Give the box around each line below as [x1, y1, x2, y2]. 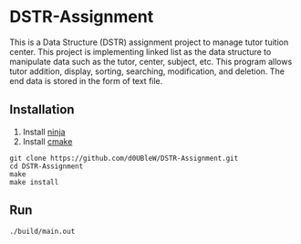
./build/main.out [9, 227, 76, 236]
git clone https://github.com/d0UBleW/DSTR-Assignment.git [9, 154, 239, 163]
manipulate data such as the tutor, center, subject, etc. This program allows [9, 56, 293, 67]
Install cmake [22, 135, 73, 147]
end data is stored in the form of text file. [9, 75, 163, 86]
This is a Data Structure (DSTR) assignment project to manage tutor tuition [9, 37, 289, 48]
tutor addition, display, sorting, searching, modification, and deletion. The [9, 66, 285, 77]
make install [9, 177, 59, 186]
